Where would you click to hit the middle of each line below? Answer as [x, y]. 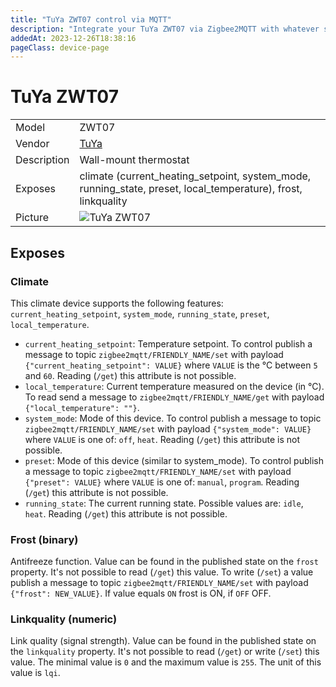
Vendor [32, 144]
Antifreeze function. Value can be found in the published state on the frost [164, 562]
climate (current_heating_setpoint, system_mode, [195, 176]
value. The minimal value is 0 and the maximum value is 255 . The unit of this [166, 662]
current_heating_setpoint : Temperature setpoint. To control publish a [168, 343]
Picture [32, 218]
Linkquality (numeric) [64, 619]
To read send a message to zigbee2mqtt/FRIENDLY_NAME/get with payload [174, 397]
